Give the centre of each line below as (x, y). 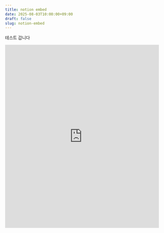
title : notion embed (26, 10)
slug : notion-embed (25, 23)
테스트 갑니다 (18, 38)
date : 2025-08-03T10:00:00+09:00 (39, 14)
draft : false (18, 19)
